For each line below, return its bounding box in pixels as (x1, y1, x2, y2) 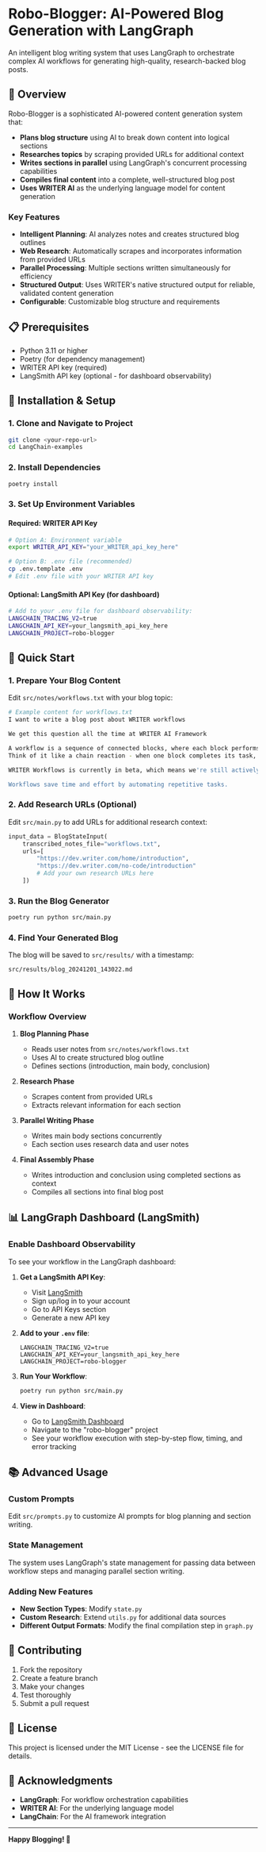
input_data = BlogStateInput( (8, 832, 108, 841)
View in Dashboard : (19, 1401, 85, 1410)
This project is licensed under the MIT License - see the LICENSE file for (8, 1743, 244, 1752)
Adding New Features (8, 1586, 93, 1597)
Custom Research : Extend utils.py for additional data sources (19, 1612, 226, 1622)
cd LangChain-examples (8, 443, 83, 451)
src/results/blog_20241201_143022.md (8, 965, 133, 974)
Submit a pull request (19, 1698, 89, 1708)
